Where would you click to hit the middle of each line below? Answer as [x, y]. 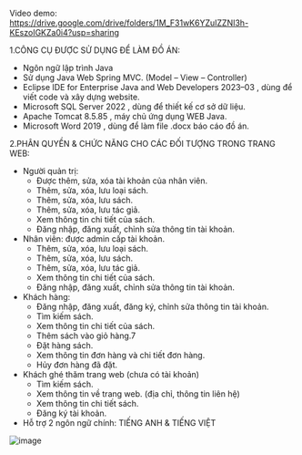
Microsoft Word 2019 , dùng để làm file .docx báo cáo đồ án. [136, 126]
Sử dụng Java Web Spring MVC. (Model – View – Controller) [135, 78]
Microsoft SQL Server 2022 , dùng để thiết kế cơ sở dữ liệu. [134, 107]
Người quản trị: [50, 171]
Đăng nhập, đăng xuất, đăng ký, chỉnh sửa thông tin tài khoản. [152, 306]
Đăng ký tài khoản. [71, 413]
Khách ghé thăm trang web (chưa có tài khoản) [111, 374]
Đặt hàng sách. [65, 345]
